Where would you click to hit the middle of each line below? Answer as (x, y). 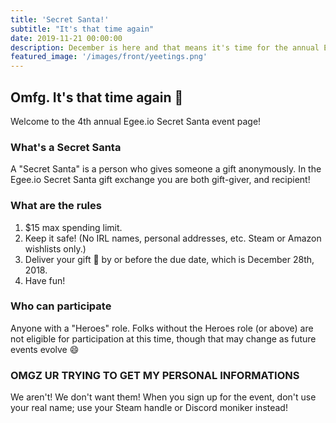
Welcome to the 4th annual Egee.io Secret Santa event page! (136, 121)
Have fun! (45, 280)
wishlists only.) (55, 248)
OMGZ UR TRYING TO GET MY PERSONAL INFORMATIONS (155, 375)
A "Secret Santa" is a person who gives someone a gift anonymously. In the (166, 169)
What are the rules (56, 206)
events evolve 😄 (45, 349)
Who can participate (61, 306)
